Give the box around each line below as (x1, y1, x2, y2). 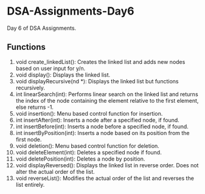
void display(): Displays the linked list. (15, 71, 111, 78)
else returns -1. (15, 103, 54, 111)
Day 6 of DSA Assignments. (7, 24, 77, 32)
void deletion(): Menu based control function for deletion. (15, 142, 160, 150)
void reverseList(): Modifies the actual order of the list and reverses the (15, 175, 194, 182)
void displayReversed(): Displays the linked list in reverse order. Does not (15, 161, 199, 168)
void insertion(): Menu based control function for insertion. (15, 109, 163, 117)
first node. (15, 136, 42, 143)
